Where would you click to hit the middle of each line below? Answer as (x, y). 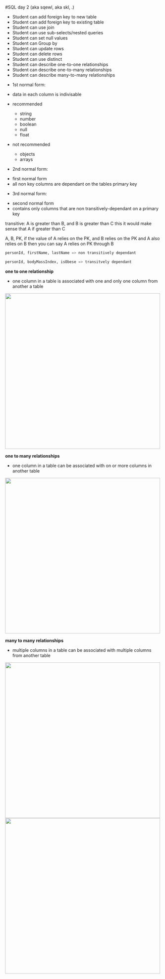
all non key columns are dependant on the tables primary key (75, 184)
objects (27, 154)
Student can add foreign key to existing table (58, 22)
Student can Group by (35, 43)
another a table (28, 286)
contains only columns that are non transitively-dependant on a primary (85, 208)
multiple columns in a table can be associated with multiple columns (82, 650)
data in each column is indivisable (47, 94)
